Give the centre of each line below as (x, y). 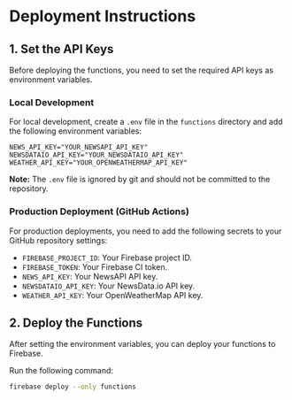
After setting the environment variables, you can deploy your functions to (142, 344)
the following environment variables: (75, 131)
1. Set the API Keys (61, 49)
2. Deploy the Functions (76, 323)
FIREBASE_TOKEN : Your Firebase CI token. (95, 266)
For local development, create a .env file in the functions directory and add (146, 122)
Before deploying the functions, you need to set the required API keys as (142, 70)
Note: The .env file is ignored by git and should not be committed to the (140, 180)
